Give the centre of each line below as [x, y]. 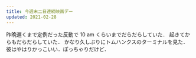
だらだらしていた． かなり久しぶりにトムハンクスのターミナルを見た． [102, 42]
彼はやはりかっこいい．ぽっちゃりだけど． [58, 49]
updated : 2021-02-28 [32, 17]
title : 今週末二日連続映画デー [40, 11]
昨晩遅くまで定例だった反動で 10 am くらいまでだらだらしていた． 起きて [95, 34]
